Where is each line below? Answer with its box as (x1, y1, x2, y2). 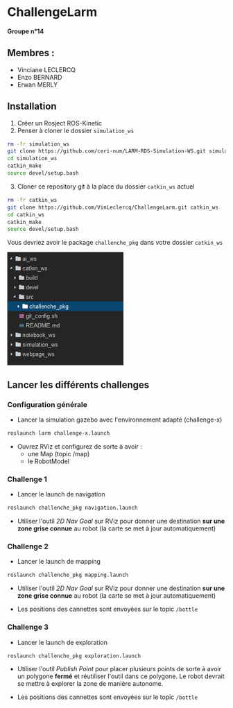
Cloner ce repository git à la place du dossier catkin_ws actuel (17, 182, 195, 191)
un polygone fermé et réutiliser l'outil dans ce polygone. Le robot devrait (17, 672, 225, 680)
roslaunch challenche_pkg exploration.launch (7, 653, 141, 659)
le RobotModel (27, 457, 69, 465)
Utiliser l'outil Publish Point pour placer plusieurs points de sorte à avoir (17, 665, 222, 673)
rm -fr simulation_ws (7, 140, 70, 148)
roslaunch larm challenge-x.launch (7, 430, 110, 437)
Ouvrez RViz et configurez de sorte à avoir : (17, 442, 142, 451)
